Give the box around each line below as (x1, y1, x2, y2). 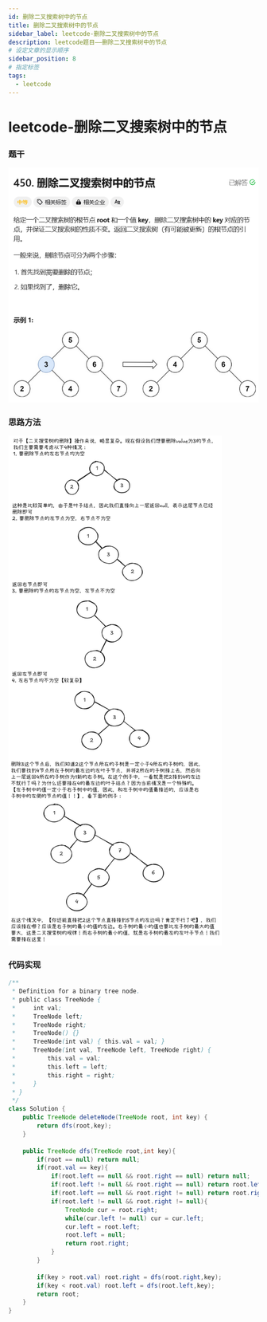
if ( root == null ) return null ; (37, 1155, 141, 1163)
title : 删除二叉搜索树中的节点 (8, 21, 99, 30)
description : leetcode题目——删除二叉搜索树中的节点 (8, 38, 168, 46)
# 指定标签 (8, 64, 40, 72)
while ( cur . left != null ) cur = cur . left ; (64, 1214, 204, 1222)
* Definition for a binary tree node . (11, 987, 141, 996)
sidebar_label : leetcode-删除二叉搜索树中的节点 (8, 30, 159, 37)
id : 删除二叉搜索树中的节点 (8, 13, 88, 21)
